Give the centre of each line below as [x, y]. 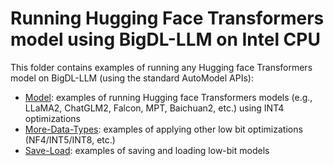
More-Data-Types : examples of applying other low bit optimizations [163, 129]
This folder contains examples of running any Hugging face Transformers [161, 67]
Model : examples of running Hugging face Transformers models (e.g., [168, 97]
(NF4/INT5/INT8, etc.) [70, 139]
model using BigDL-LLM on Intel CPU [165, 39]
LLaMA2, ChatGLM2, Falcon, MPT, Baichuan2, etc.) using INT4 [154, 108]
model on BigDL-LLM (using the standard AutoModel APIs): [132, 78]
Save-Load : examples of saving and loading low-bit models [147, 150]
